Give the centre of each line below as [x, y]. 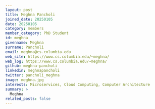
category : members [24, 29]
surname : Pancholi [24, 47]
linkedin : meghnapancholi [32, 71]
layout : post [19, 10]
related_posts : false [28, 98]
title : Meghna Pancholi [30, 15]
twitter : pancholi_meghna [32, 75]
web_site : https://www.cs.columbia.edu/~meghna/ [57, 57]
